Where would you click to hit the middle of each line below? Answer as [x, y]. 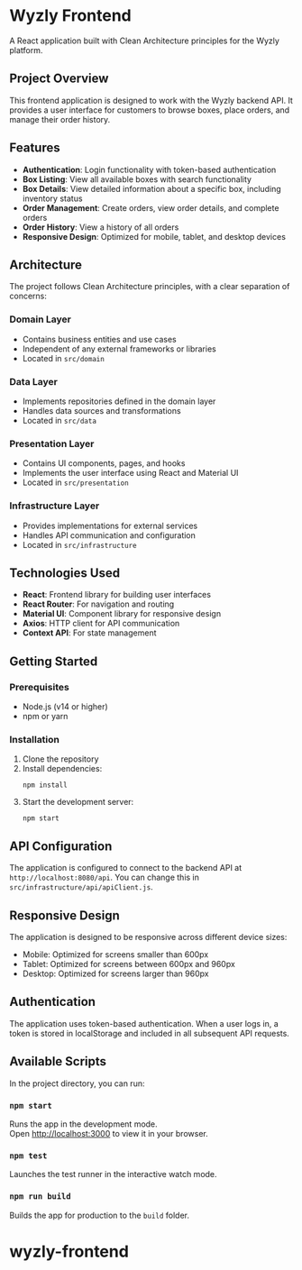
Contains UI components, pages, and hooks [104, 463]
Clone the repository [60, 759]
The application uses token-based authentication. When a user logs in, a [144, 1023]
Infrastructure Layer [55, 506]
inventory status [52, 198]
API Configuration [61, 846]
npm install [45, 785]
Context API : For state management [89, 633]
